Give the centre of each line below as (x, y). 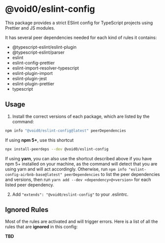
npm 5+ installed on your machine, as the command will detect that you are (81, 164)
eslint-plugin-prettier (33, 84)
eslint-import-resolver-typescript (46, 68)
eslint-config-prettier (33, 63)
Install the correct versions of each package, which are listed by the (81, 116)
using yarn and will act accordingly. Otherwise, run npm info (66, 169)
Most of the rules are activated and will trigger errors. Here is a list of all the (82, 222)
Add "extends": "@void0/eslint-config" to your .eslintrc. (70, 194)
